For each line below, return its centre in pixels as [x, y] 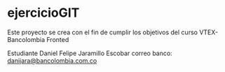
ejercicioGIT [43, 13]
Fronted [58, 39]
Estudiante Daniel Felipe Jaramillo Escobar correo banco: [90, 53]
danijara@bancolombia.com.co [52, 60]
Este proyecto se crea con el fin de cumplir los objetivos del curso [103, 32]
